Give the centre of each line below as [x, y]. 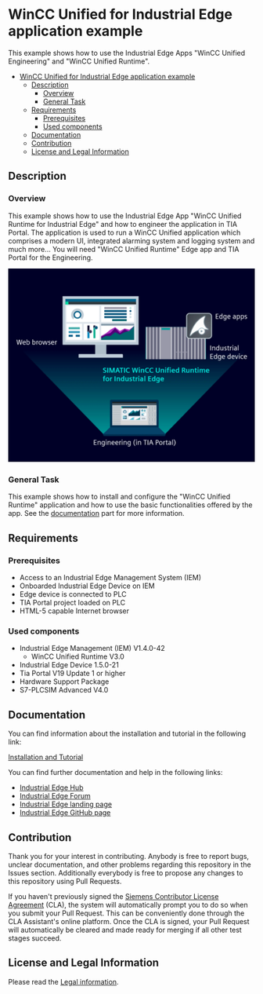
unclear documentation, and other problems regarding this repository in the [130, 864]
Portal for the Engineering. [50, 258]
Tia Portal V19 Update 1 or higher [72, 674]
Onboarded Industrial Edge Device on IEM [87, 586]
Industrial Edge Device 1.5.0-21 [69, 665]
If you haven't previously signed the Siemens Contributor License [113, 896]
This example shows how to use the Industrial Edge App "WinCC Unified [125, 216]
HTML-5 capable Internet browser [74, 611]
